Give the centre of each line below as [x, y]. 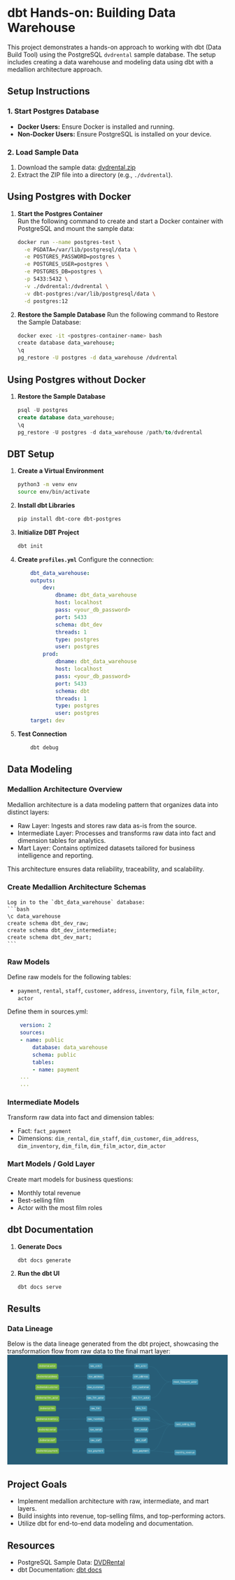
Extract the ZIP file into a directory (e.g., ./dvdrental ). [95, 175]
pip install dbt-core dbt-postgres [69, 519]
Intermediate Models [43, 1102]
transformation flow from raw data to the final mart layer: [89, 1351]
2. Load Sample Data [43, 152]
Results [24, 1308]
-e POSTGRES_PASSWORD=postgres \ [73, 257]
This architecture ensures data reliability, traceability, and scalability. [106, 869]
